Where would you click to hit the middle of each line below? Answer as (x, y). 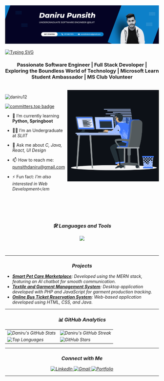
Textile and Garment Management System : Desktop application (78, 286)
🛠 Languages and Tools (82, 226)
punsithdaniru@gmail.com (38, 167)
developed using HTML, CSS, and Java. (52, 302)
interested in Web (30, 184)
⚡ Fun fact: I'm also (31, 176)
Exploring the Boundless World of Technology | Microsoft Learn (82, 71)
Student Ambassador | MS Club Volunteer (82, 77)
